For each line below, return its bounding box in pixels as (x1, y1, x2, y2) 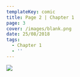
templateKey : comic (6, 8, 56, 15)
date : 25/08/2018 (6, 31, 50, 37)
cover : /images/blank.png (6, 25, 72, 32)
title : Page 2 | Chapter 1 (6, 14, 75, 20)
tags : (6, 37, 20, 43)
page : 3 (6, 20, 26, 26)
